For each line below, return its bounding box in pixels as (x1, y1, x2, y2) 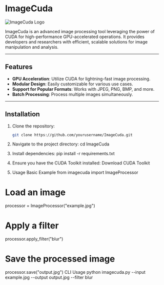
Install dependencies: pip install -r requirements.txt (12, 151, 115, 157)
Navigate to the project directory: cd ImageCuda (12, 141, 110, 147)
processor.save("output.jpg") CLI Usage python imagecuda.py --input (5, 269, 145, 275)
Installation (5, 110, 40, 119)
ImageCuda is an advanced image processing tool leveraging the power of (5, 28, 155, 34)
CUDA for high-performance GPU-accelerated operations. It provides (5, 34, 145, 40)
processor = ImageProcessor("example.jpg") (5, 203, 95, 209)
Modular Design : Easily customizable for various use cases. (12, 81, 133, 87)
